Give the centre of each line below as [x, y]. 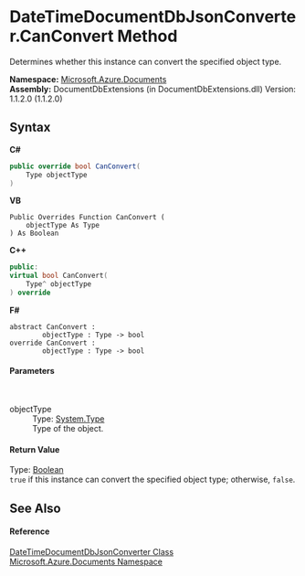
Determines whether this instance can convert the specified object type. [146, 61]
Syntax [30, 128]
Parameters [32, 371]
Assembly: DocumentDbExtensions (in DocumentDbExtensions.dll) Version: [153, 89]
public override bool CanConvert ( [75, 166]
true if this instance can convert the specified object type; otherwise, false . [152, 480]
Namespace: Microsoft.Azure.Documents [88, 79]
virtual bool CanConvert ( [58, 276]
